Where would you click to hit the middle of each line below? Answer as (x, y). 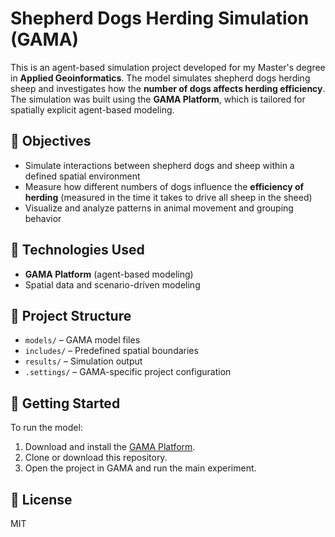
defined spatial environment (82, 176)
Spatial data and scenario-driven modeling (112, 284)
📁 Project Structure (71, 315)
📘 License (41, 499)
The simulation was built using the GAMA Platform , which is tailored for (158, 99)
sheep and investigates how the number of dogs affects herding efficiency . (168, 88)
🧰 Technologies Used (77, 250)
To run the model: (46, 428)
